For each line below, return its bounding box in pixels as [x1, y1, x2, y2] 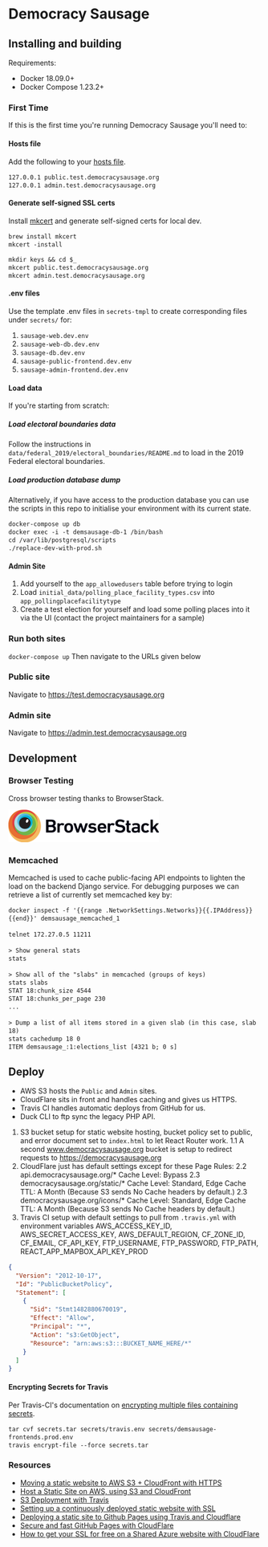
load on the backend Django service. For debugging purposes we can [8, 881, 239, 891]
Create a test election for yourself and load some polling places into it [19, 605, 250, 614]
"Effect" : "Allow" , [29, 1314, 95, 1322]
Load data [8, 383, 43, 393]
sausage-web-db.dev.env [19, 340, 100, 348]
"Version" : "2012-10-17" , [15, 1272, 103, 1280]
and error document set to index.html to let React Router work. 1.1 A [19, 1135, 245, 1145]
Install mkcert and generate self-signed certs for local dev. [8, 216, 202, 226]
